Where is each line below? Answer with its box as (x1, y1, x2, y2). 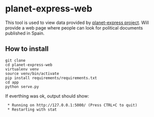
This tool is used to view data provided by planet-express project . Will (5, 19, 149, 25)
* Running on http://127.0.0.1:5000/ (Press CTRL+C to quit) (7, 102, 137, 107)
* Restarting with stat (7, 107, 57, 112)
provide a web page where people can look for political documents (5, 24, 143, 30)
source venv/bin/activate (5, 71, 59, 76)
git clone (5, 58, 26, 63)
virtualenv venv (5, 66, 39, 71)
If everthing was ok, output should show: (5, 93, 89, 99)
